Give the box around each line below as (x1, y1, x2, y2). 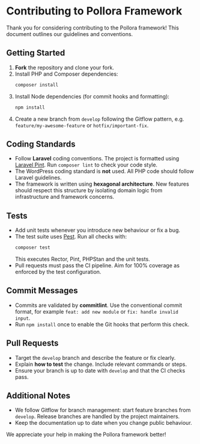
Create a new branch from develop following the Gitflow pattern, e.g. (14, 115, 184, 123)
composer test (14, 245, 50, 251)
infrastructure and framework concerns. (14, 193, 115, 201)
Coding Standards (6, 139, 76, 149)
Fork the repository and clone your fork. (14, 64, 114, 71)
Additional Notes (6, 391, 71, 401)
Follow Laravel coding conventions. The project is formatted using (14, 155, 180, 162)
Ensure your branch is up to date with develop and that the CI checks (14, 366, 186, 374)
